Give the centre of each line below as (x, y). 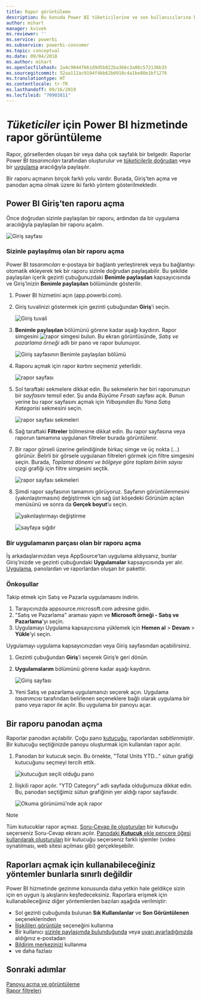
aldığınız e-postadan (40, 938)
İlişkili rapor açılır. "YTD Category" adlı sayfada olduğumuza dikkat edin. (103, 786)
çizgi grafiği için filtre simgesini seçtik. (62, 468)
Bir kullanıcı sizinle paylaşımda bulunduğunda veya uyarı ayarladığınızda (104, 932)
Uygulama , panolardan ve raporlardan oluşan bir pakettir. (76, 569)
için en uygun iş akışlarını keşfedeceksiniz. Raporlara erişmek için (87, 895)
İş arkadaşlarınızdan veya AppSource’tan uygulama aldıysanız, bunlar (92, 556)
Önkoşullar (22, 584)
